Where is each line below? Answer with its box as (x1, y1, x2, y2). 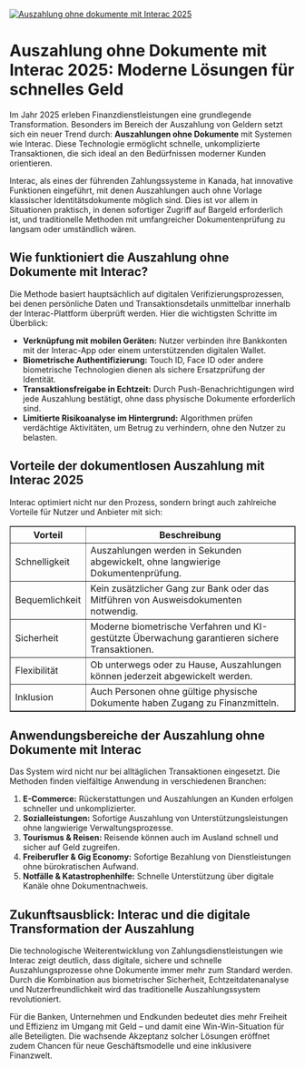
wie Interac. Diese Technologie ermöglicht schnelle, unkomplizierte (9, 137, 261, 149)
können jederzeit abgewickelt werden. (90, 669, 253, 682)
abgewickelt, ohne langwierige (90, 555, 221, 568)
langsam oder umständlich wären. (9, 223, 137, 234)
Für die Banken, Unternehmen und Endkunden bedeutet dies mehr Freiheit (9, 1012, 288, 1022)
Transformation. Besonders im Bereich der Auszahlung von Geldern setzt (9, 118, 283, 129)
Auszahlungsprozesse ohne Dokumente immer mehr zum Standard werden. (9, 965, 293, 976)
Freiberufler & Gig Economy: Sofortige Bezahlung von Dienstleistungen (22, 851, 291, 862)
